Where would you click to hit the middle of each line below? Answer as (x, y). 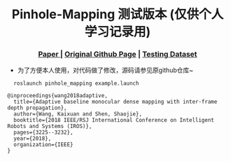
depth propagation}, (37, 108)
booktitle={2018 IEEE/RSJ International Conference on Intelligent (114, 120)
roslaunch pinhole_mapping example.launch (76, 84)
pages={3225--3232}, (43, 133)
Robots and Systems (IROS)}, (50, 127)
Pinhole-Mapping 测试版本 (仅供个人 (118, 14)
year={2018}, (33, 139)
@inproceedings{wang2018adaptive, (58, 96)
